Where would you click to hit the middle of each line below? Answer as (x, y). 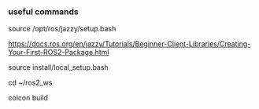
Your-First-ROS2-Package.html (59, 53)
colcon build (28, 98)
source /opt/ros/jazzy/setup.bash (62, 29)
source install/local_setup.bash (58, 67)
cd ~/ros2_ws (30, 83)
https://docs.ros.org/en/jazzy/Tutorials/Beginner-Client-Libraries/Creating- (129, 44)
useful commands (43, 12)
